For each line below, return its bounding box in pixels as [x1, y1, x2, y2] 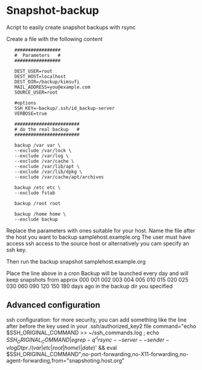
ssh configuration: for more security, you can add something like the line [6, 316, 187, 323]
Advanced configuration [6, 300, 101, 310]
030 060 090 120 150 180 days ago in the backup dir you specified [6, 282, 173, 290]
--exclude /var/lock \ [14, 148, 71, 154]
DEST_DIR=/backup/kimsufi [14, 79, 80, 85]
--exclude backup [14, 216, 59, 222]
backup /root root [14, 200, 61, 206]
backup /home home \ [14, 211, 67, 217]
